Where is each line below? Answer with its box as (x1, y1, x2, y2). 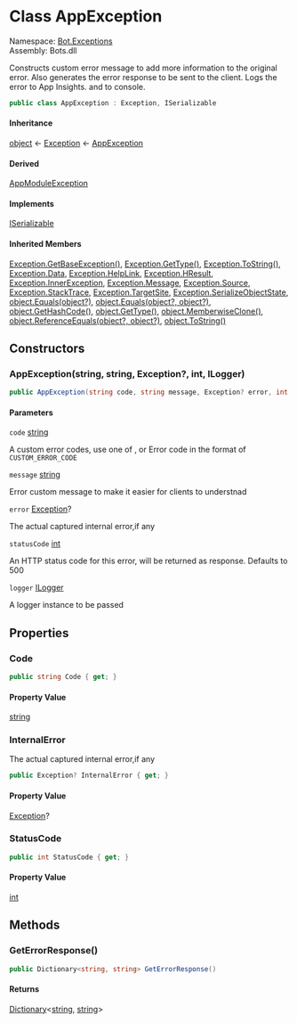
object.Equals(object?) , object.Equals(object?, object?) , (9, 296, 212, 307)
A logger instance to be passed (9, 600, 124, 610)
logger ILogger (9, 582, 64, 593)
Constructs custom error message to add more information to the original (9, 62, 277, 73)
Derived (9, 158, 40, 168)
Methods (9, 918, 60, 933)
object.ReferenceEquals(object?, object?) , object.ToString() (9, 315, 227, 326)
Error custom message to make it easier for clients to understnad (9, 487, 247, 497)
